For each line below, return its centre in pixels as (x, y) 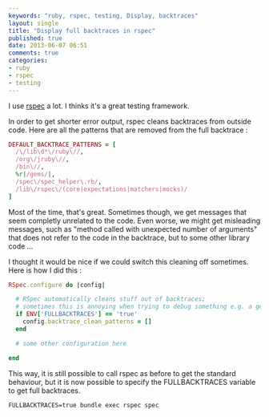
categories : (28, 61)
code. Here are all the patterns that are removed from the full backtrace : (128, 130)
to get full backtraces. (44, 391)
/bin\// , (30, 167)
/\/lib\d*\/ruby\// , (50, 152)
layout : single (34, 23)
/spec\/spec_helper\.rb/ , (59, 181)
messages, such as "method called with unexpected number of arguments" (133, 229)
